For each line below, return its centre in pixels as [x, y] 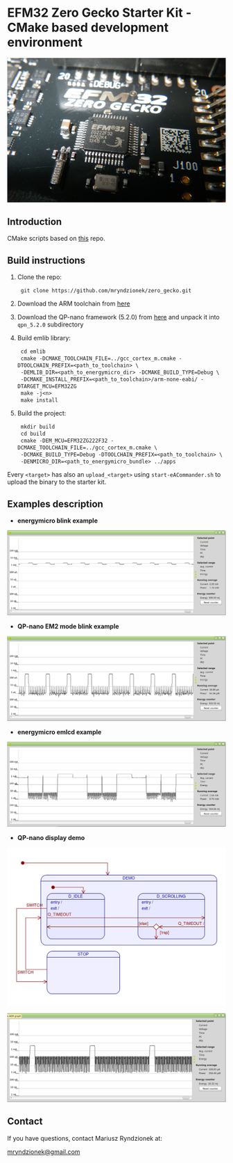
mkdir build [38, 427]
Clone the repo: [40, 277]
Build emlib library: [44, 338]
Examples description [55, 504]
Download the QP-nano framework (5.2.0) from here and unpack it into [118, 317]
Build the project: [42, 413]
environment [45, 42]
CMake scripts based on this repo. [56, 239]
